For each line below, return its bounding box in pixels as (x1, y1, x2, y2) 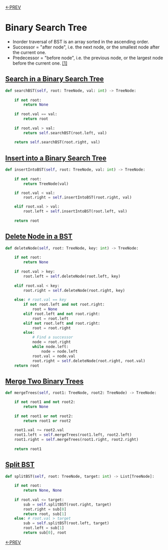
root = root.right (32, 325, 71, 330)
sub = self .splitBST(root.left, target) (23, 521, 109, 526)
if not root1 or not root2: (14, 414, 73, 419)
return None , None (23, 488, 62, 493)
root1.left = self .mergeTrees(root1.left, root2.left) (14, 432, 132, 437)
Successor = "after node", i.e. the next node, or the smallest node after (12, 44, 160, 50)
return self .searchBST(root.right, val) (14, 140, 100, 145)
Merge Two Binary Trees (5, 377, 84, 385)
